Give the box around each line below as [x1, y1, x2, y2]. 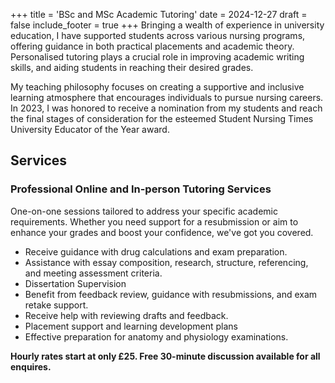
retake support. [24, 299, 89, 311]
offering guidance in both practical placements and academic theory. [10, 40, 295, 52]
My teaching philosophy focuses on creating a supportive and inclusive [10, 81, 305, 93]
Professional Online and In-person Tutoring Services [10, 182, 272, 196]
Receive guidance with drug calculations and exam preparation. [24, 245, 288, 258]
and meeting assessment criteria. [24, 267, 163, 279]
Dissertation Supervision [24, 277, 127, 289]
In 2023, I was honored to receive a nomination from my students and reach [10, 102, 323, 114]
